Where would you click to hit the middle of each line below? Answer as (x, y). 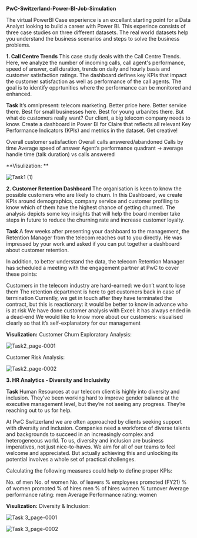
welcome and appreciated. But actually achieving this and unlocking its (92, 453)
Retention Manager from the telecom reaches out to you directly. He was (94, 237)
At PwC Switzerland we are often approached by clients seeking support (94, 422)
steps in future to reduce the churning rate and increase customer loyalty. (96, 220)
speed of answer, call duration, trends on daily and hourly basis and (88, 69)
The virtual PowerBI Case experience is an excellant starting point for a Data (98, 20)
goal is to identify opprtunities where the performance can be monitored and (99, 88)
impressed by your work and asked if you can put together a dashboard (93, 244)
